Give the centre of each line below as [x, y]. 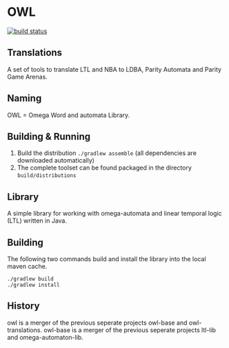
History [23, 306]
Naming [24, 98]
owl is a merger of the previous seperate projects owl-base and [97, 323]
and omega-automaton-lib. [46, 337]
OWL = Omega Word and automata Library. [69, 115]
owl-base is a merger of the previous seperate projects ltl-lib [130, 330]
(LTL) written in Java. [37, 221]
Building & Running [49, 136]
